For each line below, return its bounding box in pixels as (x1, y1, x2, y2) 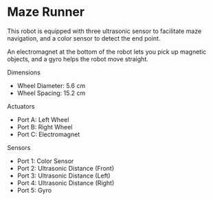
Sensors (7, 143, 31, 151)
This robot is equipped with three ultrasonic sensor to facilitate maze (7, 27, 202, 35)
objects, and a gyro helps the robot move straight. (7, 54, 149, 63)
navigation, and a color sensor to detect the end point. (7, 34, 161, 42)
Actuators (7, 102, 35, 110)
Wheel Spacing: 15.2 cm (16, 89, 86, 97)
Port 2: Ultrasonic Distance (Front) (16, 164, 115, 172)
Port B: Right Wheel (16, 123, 73, 131)
